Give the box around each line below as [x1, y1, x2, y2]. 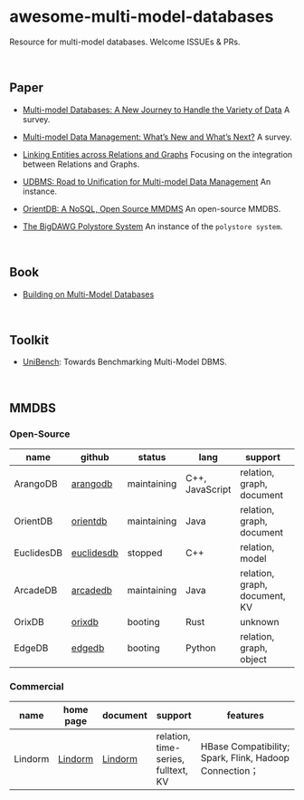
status [138, 451, 166, 464]
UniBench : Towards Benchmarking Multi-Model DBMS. [22, 356, 228, 368]
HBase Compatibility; [200, 740, 290, 753]
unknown [239, 616, 280, 629]
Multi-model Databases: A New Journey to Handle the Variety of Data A [22, 104, 290, 115]
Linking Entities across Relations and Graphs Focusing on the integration [22, 149, 293, 159]
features [226, 709, 264, 722]
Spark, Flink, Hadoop [200, 752, 290, 765]
